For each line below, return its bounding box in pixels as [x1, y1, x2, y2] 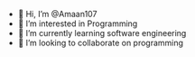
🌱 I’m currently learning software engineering [17, 28, 187, 38]
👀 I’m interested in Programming [17, 18, 138, 29]
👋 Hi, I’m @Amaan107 [17, 9, 97, 19]
